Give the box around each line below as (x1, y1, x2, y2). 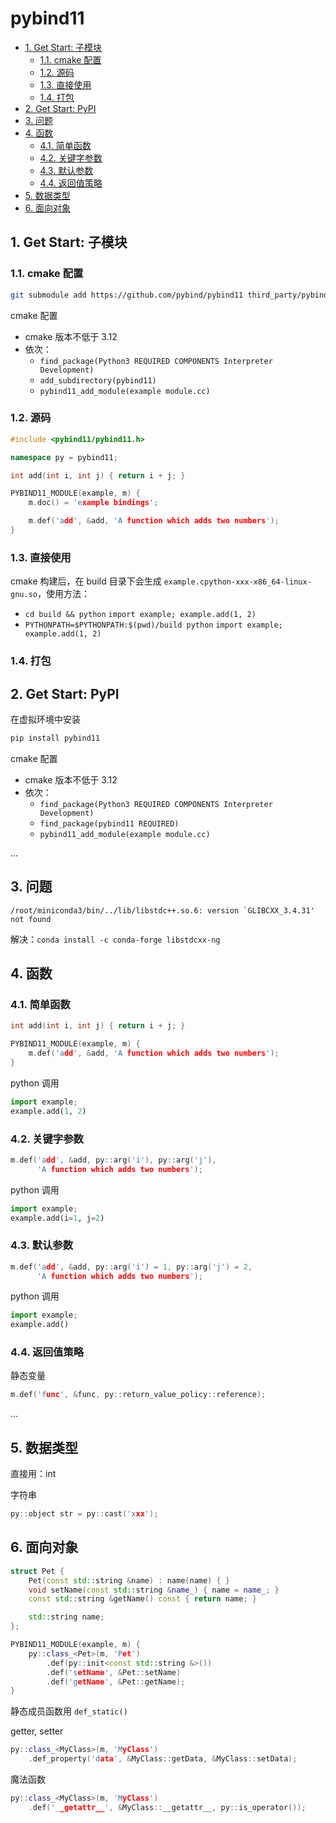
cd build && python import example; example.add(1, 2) (24, 610, 257, 620)
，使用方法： (36, 588, 90, 600)
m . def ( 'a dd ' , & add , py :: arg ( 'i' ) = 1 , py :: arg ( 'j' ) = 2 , (10, 1262, 253, 1272)
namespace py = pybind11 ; (10, 452, 118, 462)
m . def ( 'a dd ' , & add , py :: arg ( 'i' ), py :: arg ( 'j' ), (10, 1155, 217, 1165)
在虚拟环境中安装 (10, 713, 81, 725)
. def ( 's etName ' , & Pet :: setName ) (46, 1667, 182, 1677)
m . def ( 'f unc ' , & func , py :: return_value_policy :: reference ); (10, 1390, 267, 1400)
